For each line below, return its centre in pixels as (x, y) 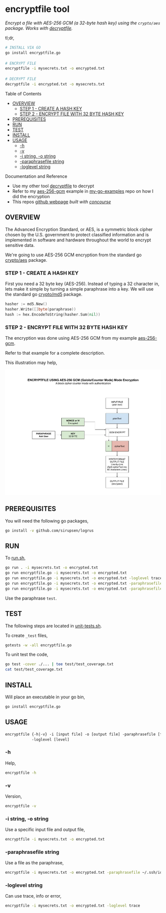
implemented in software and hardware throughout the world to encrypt (78, 240)
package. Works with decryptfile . (39, 28)
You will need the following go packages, (47, 521)
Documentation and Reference (36, 176)
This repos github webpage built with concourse (62, 202)
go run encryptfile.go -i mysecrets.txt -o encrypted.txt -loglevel (77, 578)
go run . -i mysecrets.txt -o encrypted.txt (52, 568)
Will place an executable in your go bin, (45, 697)
